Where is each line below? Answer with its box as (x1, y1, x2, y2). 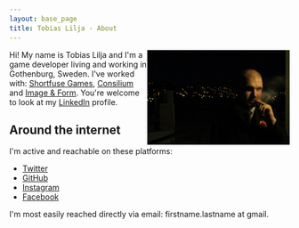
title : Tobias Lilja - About (9, 23, 117, 33)
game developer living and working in (9, 59, 147, 69)
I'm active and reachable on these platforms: (9, 146, 174, 157)
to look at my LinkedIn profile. (9, 96, 118, 107)
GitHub (21, 173, 49, 183)
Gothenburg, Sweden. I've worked (9, 68, 135, 79)
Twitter (21, 163, 49, 174)
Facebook (21, 191, 60, 202)
